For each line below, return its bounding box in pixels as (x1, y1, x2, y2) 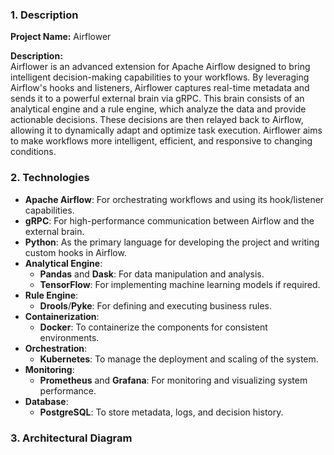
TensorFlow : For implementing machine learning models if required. (39, 278, 321, 290)
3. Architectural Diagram (10, 431, 133, 445)
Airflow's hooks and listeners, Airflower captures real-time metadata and (10, 82, 310, 94)
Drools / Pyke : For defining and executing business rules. (39, 299, 272, 312)
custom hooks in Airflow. (24, 246, 127, 258)
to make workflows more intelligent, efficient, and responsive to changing (10, 135, 313, 147)
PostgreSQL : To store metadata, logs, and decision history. (39, 406, 284, 418)
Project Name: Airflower (10, 31, 112, 43)
